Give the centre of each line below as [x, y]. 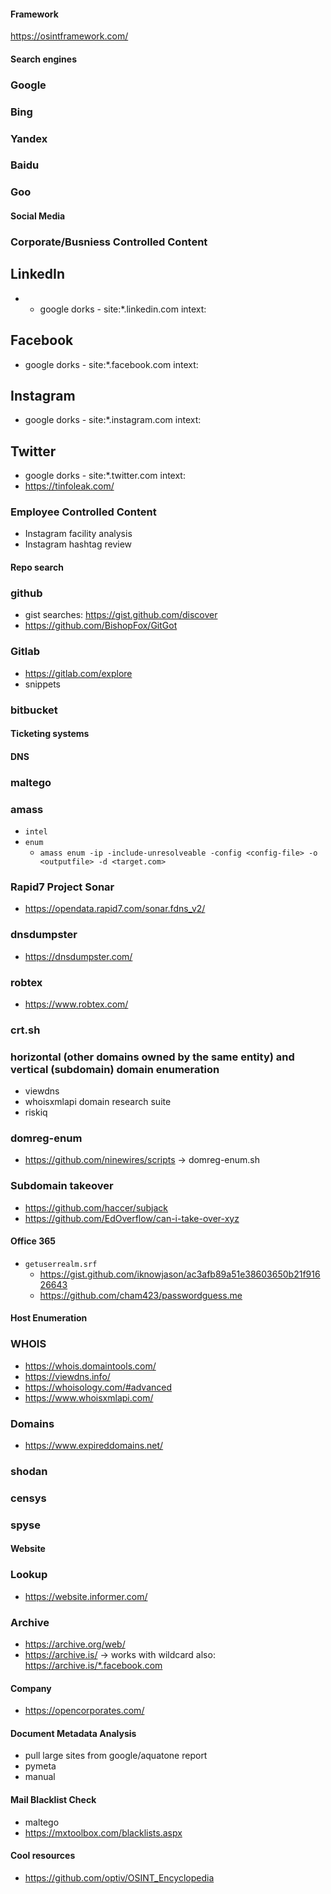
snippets [42, 684]
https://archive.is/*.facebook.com [93, 1666]
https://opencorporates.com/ [84, 1711]
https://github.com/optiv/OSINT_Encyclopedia [119, 1877]
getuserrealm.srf [61, 1264]
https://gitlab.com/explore [78, 673]
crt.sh [25, 1030]
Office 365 [33, 1241]
